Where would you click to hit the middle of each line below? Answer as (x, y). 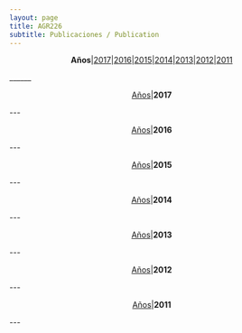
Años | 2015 (152, 165)
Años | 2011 (152, 305)
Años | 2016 (152, 130)
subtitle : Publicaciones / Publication (84, 34)
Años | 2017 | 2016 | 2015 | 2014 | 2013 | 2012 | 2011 (152, 60)
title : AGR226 (36, 26)
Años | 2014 (152, 200)
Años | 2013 (152, 235)
